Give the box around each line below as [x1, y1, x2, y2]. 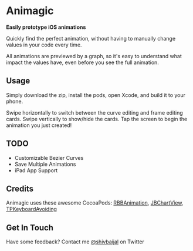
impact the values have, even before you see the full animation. [6, 59, 160, 66]
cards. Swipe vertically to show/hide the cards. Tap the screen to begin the [6, 115, 188, 122]
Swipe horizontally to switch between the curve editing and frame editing [6, 109, 183, 116]
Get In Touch [6, 222, 54, 233]
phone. [6, 98, 23, 105]
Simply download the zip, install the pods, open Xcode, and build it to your [6, 91, 186, 98]
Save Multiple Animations [14, 160, 76, 168]
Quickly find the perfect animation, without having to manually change [6, 35, 176, 42]
